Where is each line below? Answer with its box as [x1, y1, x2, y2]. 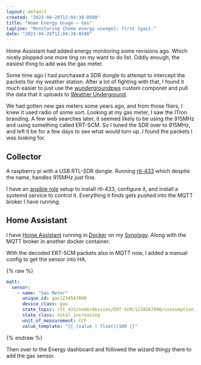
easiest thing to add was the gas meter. [6, 60, 103, 68]
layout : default [6, 8, 47, 15]
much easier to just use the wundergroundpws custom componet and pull [6, 84, 188, 92]
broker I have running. [6, 198, 61, 205]
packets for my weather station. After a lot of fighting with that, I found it [6, 78, 184, 86]
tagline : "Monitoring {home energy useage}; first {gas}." [6, 25, 157, 32]
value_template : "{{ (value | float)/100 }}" [22, 323, 138, 329]
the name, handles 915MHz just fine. [6, 174, 96, 181]
